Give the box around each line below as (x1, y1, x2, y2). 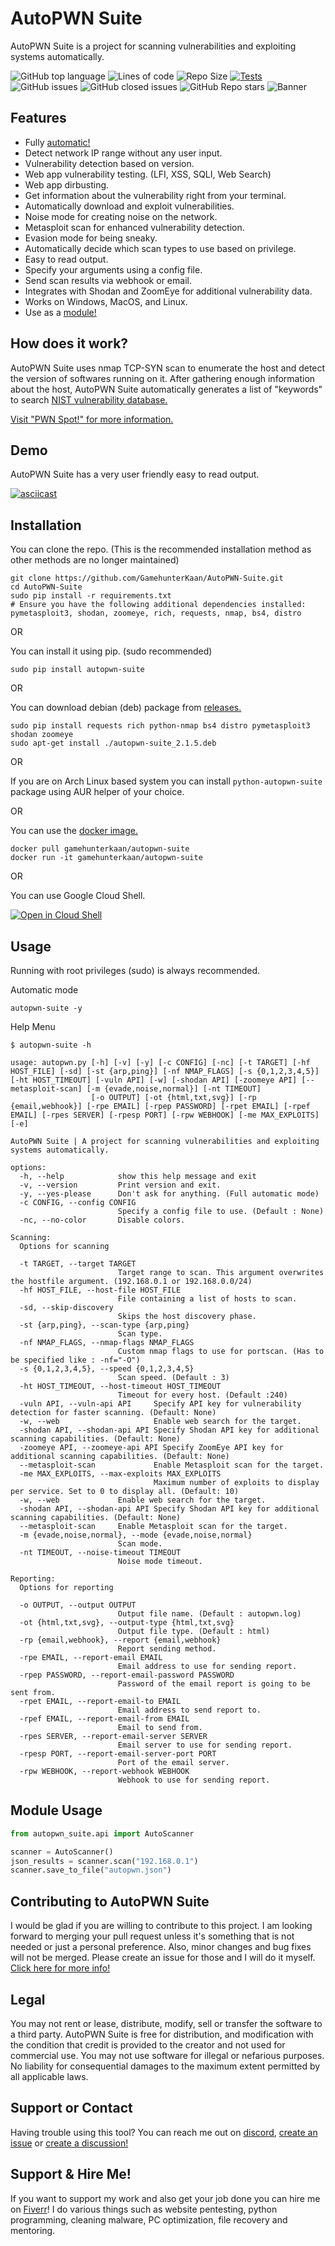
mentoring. (10, 2224, 56, 2236)
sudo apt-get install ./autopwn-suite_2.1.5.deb (10, 738, 217, 749)
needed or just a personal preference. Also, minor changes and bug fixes (10, 1941, 312, 1953)
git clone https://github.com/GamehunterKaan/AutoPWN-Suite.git (10, 573, 284, 584)
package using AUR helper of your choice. (10, 786, 185, 798)
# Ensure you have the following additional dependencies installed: (10, 600, 307, 610)
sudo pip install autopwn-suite (10, 665, 145, 675)
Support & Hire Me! (10, 2166, 132, 2183)
